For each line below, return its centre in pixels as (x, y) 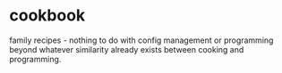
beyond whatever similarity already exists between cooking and (127, 49)
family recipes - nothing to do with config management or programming (141, 40)
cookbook (47, 16)
